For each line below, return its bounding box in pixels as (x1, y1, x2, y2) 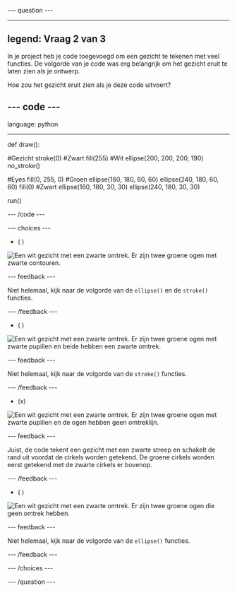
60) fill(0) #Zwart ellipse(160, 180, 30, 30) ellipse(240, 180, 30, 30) (7, 182, 200, 191)
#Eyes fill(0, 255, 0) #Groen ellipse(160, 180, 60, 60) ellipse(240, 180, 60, (7, 175, 219, 183)
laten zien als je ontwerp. (7, 66, 80, 75)
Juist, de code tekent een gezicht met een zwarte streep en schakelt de (7, 445, 216, 454)
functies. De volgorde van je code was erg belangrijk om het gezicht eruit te (7, 59, 228, 68)
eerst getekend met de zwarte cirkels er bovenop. (7, 460, 153, 469)
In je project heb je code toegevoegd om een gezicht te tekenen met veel (7, 52, 220, 60)
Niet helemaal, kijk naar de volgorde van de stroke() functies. (7, 369, 188, 377)
